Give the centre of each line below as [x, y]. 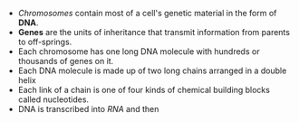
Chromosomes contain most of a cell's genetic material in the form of [147, 13]
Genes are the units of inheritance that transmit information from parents [154, 32]
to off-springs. [45, 42]
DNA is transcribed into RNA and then [88, 109]
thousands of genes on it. [66, 61]
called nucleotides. [53, 99]
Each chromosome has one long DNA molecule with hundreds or [139, 52]
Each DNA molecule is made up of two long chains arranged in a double [152, 70]
